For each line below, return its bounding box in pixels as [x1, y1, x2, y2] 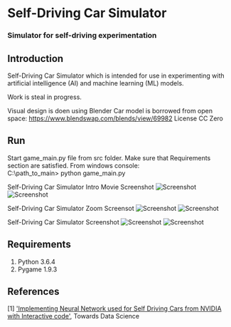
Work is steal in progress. [7, 93, 82, 101]
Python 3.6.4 [17, 257, 55, 266]
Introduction [7, 52, 64, 65]
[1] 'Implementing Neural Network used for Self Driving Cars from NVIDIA [7, 304, 222, 313]
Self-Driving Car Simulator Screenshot [7, 217, 119, 226]
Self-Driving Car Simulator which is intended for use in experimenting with [7, 71, 225, 80]
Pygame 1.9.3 [17, 265, 58, 274]
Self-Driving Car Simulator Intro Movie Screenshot [7, 182, 154, 191]
